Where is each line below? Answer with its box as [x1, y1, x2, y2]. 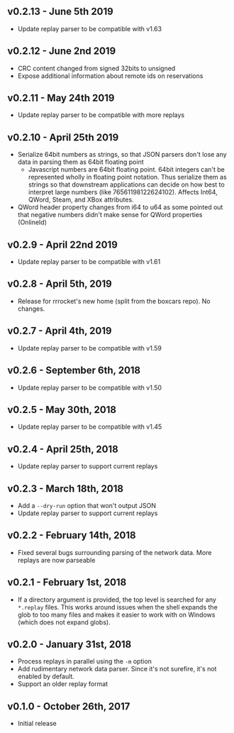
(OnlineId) [17, 218, 48, 226]
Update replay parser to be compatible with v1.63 [17, 24, 162, 33]
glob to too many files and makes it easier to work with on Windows [17, 610, 216, 619]
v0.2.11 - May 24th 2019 [7, 92, 115, 104]
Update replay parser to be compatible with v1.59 [17, 343, 162, 352]
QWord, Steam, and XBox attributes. [28, 195, 134, 204]
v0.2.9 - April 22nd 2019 [7, 238, 118, 250]
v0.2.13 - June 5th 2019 [7, 6, 113, 18]
